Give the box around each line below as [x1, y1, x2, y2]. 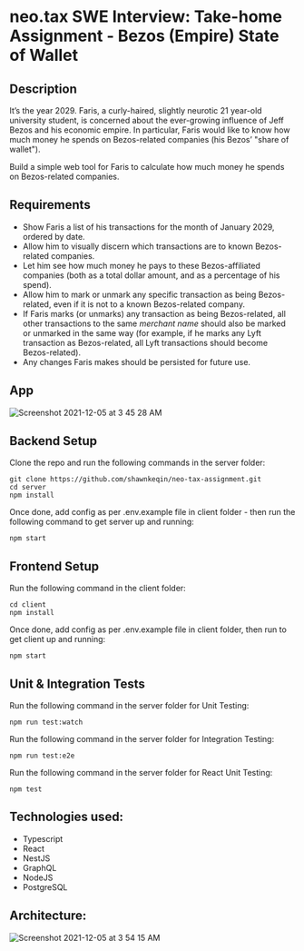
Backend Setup [9, 433, 98, 449]
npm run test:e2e [9, 751, 75, 760]
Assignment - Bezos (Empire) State [9, 25, 279, 46]
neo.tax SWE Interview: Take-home [9, 6, 283, 27]
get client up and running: [9, 634, 106, 645]
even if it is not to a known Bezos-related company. [53, 298, 245, 310]
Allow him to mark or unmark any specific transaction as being [22, 289, 257, 300]
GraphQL [22, 862, 57, 873]
